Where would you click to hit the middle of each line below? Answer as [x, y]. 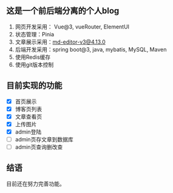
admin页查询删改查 [39, 147]
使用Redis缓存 [33, 57]
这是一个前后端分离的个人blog [63, 11]
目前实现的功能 [34, 86]
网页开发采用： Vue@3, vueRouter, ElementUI [72, 27]
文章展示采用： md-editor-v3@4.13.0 [60, 42]
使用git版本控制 [34, 64]
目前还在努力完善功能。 [36, 183]
